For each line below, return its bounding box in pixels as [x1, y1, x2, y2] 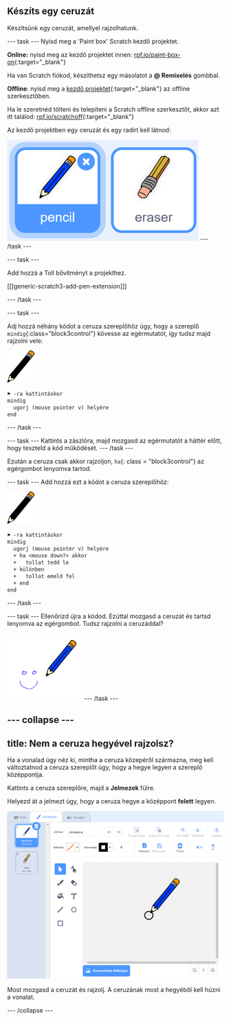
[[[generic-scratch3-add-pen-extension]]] [7, 282, 127, 290]
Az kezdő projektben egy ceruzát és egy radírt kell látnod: [7, 125, 171, 134]
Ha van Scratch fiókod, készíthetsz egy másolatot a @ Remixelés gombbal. [7, 71, 220, 79]
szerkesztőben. [7, 92, 52, 100]
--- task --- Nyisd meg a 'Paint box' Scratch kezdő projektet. [7, 37, 179, 45]
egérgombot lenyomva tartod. [7, 464, 91, 472]
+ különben [13, 566, 45, 573]
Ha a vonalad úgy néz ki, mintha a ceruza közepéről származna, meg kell [7, 756, 214, 764]
